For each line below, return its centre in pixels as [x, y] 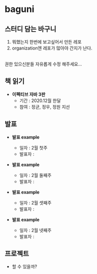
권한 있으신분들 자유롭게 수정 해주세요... [43, 64]
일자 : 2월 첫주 [33, 147]
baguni [19, 9]
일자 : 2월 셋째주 [35, 202]
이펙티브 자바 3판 [28, 94]
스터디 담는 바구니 [30, 29]
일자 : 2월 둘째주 [35, 175]
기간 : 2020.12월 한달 [40, 100]
